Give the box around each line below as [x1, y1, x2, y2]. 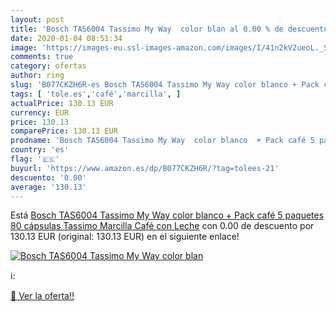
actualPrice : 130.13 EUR [10, 98, 114, 108]
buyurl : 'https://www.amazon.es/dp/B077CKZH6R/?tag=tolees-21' [10, 163, 280, 173]
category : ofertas [10, 61, 87, 71]
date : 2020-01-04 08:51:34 [10, 33, 123, 43]
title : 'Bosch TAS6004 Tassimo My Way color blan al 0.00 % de [10, 24, 284, 34]
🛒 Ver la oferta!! [10, 290, 75, 302]
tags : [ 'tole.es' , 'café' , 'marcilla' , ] [10, 89, 182, 99]
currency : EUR [10, 107, 70, 118]
